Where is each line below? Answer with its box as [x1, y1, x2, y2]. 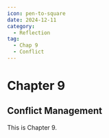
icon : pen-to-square [7, 10, 66, 17]
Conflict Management [7, 105, 103, 117]
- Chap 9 [13, 42, 38, 49]
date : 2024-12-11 [7, 16, 57, 23]
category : [7, 23, 36, 30]
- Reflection [13, 29, 51, 36]
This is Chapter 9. [7, 123, 57, 131]
